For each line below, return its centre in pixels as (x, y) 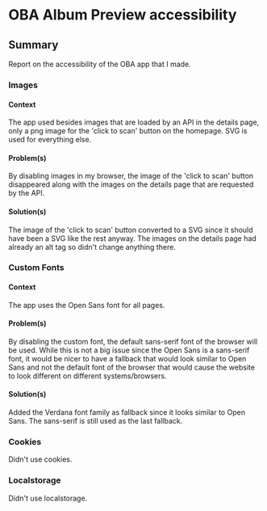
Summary (33, 45)
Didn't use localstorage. (48, 498)
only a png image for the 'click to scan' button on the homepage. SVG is (128, 131)
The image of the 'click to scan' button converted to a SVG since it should (131, 230)
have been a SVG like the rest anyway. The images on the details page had (132, 238)
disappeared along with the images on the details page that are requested (131, 184)
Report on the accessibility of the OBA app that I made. (100, 64)
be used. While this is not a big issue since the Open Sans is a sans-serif (129, 350)
